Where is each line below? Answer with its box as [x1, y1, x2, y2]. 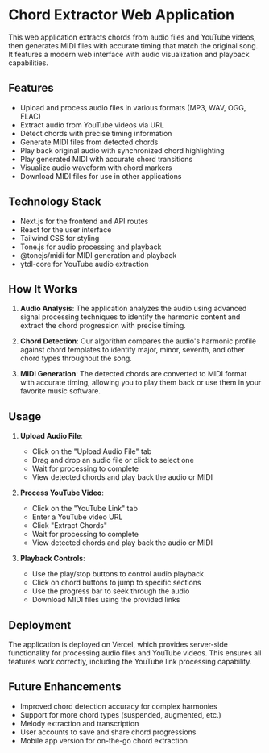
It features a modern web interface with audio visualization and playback [8, 49, 250, 59]
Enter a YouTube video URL [31, 512, 123, 522]
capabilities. [8, 58, 48, 68]
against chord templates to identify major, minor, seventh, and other [19, 345, 246, 355]
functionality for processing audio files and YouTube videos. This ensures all [8, 648, 262, 658]
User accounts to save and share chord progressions [19, 727, 197, 737]
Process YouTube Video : [19, 488, 105, 497]
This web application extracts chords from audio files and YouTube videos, [8, 32, 256, 42]
